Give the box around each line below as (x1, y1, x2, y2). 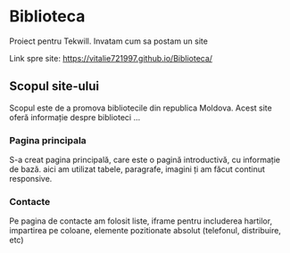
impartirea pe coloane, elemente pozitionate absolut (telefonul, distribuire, (9, 225, 281, 236)
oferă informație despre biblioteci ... (9, 111, 141, 122)
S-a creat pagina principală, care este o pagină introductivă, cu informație (9, 154, 281, 166)
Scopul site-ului (9, 78, 100, 94)
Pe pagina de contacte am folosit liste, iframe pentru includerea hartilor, (9, 216, 273, 226)
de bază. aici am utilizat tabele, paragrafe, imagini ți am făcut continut (9, 164, 266, 175)
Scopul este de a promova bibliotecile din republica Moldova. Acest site (9, 102, 272, 113)
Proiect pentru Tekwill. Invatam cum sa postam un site (9, 36, 208, 46)
